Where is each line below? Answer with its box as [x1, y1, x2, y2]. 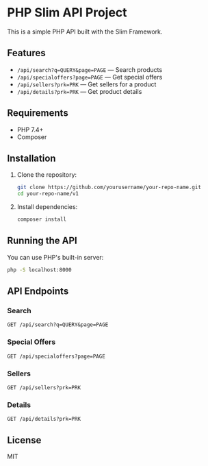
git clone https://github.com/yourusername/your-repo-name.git [16, 184, 202, 191]
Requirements [7, 108, 68, 119]
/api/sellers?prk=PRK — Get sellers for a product [16, 80, 157, 88]
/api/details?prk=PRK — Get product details [16, 87, 142, 95]
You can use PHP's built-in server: [7, 253, 104, 261]
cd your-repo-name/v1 [16, 191, 79, 197]
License [7, 434, 42, 446]
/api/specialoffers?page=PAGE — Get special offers [16, 73, 163, 81]
